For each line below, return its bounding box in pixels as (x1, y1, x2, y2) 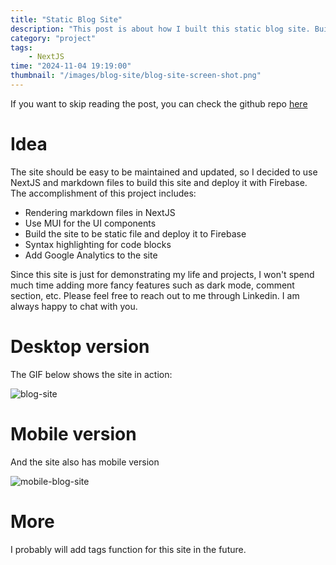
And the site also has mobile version (10, 456, 160, 468)
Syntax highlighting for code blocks (24, 238, 172, 250)
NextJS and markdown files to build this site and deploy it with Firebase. (10, 176, 308, 188)
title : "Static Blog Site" (10, 14, 123, 25)
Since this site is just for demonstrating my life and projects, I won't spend (10, 268, 315, 280)
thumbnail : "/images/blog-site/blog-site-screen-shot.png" (10, 71, 262, 81)
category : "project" (10, 33, 97, 43)
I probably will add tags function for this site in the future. (10, 543, 247, 555)
